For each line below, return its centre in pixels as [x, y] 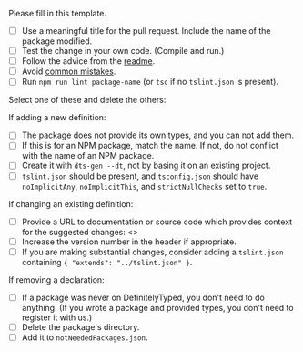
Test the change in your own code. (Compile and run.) [123, 51]
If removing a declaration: [57, 280]
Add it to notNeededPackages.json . [85, 337]
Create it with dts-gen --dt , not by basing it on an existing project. [146, 166]
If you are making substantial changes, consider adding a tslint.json [152, 252]
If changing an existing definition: [71, 203]
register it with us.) [57, 317]
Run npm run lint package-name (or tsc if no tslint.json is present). [150, 82]
